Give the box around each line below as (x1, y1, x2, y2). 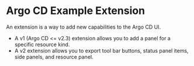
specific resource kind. (14, 41, 70, 48)
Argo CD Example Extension (6, 4, 145, 18)
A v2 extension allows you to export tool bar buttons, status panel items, (14, 47, 189, 54)
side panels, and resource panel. (14, 53, 93, 60)
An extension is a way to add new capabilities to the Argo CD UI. (6, 23, 161, 30)
